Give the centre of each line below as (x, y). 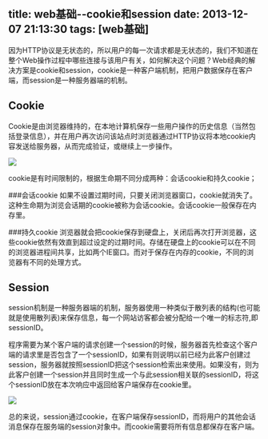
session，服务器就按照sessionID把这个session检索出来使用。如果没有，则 (130, 365)
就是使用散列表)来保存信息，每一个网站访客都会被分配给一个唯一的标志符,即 (133, 317)
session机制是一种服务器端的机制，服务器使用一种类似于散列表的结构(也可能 (134, 308)
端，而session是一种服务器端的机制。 (70, 80)
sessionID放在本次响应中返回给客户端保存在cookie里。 (105, 385)
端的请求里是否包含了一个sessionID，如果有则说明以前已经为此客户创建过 (130, 355)
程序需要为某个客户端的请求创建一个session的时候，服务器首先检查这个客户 (133, 345)
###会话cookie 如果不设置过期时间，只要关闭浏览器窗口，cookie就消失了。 (133, 195)
